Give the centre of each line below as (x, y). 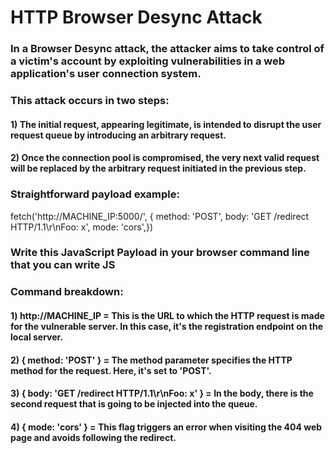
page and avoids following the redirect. (93, 437)
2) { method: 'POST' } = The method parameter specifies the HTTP (151, 360)
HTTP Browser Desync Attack (136, 17)
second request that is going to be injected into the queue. (134, 404)
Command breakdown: (67, 292)
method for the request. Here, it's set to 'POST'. (111, 370)
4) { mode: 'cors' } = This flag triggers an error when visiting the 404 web (166, 427)
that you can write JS (63, 265)
